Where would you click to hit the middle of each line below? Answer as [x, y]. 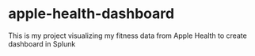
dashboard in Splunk [42, 43]
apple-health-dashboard [91, 14]
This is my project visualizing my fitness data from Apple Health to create [127, 35]
